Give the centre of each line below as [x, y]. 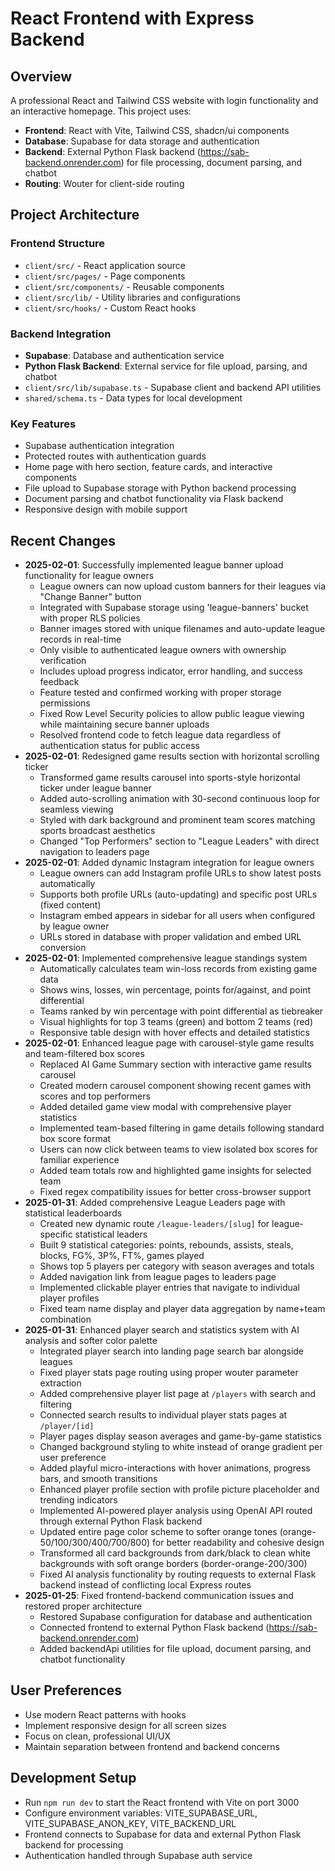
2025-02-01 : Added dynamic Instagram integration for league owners [169, 863]
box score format [75, 1139]
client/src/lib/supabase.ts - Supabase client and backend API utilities [173, 387]
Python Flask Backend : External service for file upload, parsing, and [166, 366]
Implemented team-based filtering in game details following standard [182, 1128]
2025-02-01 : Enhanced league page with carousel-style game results [169, 1043]
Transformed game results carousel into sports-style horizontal [170, 778]
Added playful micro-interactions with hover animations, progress [175, 1468]
